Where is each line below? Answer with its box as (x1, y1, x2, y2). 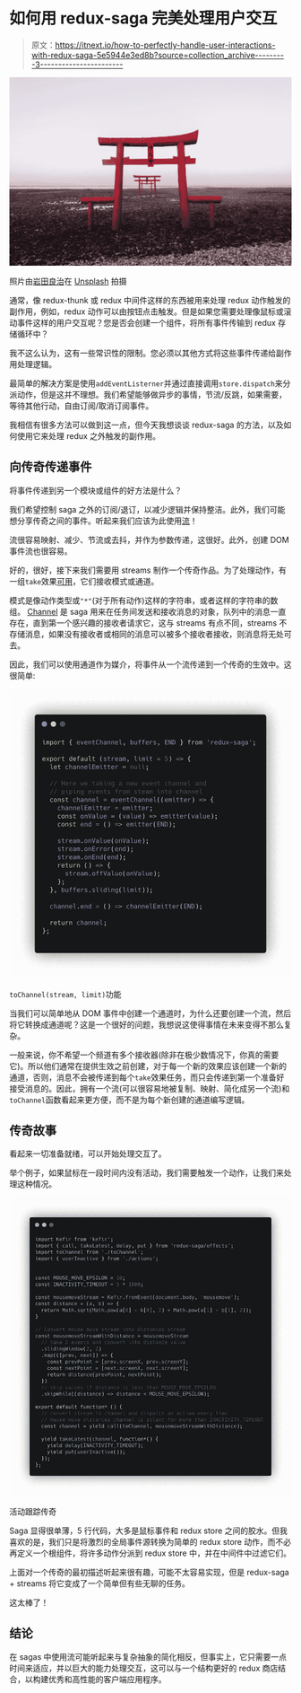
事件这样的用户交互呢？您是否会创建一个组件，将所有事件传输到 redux (16, 318, 276, 329)
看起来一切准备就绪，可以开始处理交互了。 (9, 1148, 167, 1159)
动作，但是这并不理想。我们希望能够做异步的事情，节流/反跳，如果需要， (16, 390, 288, 400)
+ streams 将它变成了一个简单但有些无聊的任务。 (9, 1577, 190, 1589)
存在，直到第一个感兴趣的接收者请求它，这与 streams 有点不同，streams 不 (9, 617, 288, 628)
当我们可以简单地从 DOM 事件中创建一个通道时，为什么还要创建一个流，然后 (9, 1007, 292, 1019)
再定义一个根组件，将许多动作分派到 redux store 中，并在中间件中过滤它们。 (9, 1548, 291, 1558)
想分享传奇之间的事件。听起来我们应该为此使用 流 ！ (9, 515, 198, 526)
